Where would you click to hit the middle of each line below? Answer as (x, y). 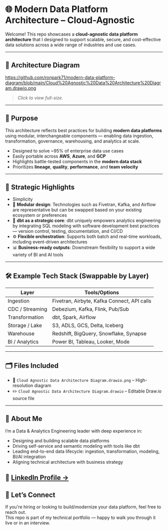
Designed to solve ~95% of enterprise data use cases (68, 151)
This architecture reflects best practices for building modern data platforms (84, 130)
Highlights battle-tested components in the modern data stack (77, 161)
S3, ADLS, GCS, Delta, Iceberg (88, 326)
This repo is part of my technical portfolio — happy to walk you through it (80, 517)
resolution (23, 385)
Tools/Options (101, 293)
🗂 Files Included (32, 366)
